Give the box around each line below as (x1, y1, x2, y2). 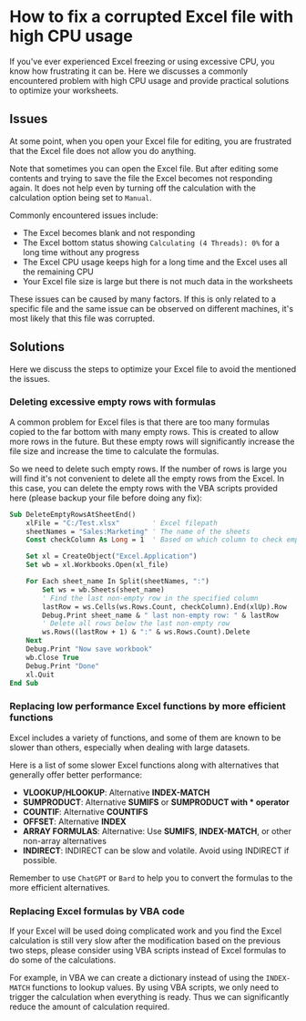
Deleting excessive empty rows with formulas (9, 396, 217, 408)
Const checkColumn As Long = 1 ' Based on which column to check (25, 535, 283, 544)
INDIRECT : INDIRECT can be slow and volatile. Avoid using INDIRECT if (22, 845, 290, 856)
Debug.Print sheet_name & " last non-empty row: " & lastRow (42, 611, 280, 620)
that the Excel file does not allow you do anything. (9, 145, 197, 156)
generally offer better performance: (9, 768, 143, 780)
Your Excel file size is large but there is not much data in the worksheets (22, 275, 293, 286)
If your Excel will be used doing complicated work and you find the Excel (9, 925, 282, 936)
